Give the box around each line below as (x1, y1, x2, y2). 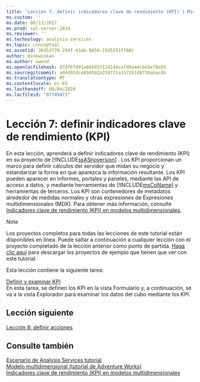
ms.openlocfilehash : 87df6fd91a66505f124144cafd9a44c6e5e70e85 (6, 64, 167, 70)
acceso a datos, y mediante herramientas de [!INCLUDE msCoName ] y (6, 181, 179, 188)
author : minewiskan (6, 53, 55, 59)
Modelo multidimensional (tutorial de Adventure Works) (6, 363, 142, 370)
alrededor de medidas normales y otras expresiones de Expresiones (6, 194, 174, 201)
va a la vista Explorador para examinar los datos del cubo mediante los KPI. (6, 290, 190, 298)
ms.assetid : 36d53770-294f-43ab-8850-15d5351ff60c (6, 48, 135, 54)
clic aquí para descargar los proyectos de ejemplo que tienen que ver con (6, 248, 187, 256)
